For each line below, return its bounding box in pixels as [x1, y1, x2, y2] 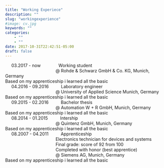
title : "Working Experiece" [5, 7, 63, 12]
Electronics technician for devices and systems [55, 136, 152, 142]
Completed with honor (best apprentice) [55, 147, 138, 153]
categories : [5, 30, 30, 35]
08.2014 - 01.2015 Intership [11, 115, 78, 121]
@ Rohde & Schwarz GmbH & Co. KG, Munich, [55, 67, 150, 73]
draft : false [5, 49, 32, 54]
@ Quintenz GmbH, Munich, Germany [55, 120, 132, 126]
